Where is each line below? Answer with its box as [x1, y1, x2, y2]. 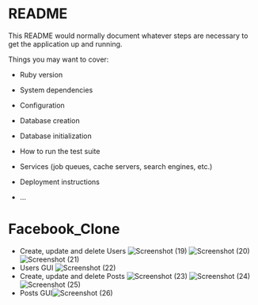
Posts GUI [19, 288, 53, 297]
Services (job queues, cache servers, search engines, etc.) [19, 161, 213, 171]
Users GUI [19, 262, 54, 273]
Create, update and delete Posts [19, 271, 125, 281]
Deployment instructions [19, 177, 101, 186]
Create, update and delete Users [19, 246, 127, 255]
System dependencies [19, 85, 93, 95]
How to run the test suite [19, 146, 101, 156]
